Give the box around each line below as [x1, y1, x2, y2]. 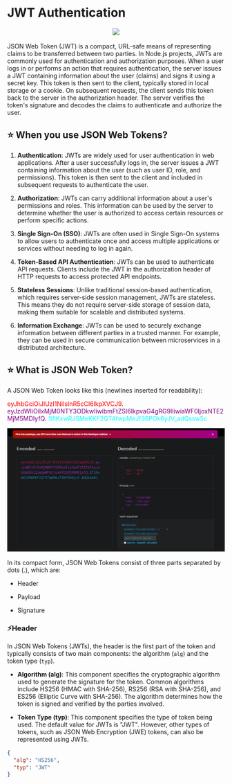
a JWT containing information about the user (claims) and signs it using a [7, 71, 215, 80]
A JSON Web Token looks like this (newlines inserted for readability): [7, 386, 203, 394]
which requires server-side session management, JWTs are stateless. [17, 293, 216, 301]
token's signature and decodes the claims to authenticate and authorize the [7, 100, 222, 109]
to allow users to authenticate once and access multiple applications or [17, 237, 220, 245]
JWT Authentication [7, 5, 126, 21]
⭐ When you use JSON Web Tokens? [7, 130, 168, 141]
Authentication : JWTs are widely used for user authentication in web [17, 151, 215, 159]
